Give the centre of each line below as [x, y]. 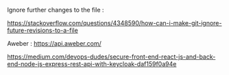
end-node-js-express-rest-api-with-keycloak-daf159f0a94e [92, 64]
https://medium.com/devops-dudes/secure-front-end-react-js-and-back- [111, 57]
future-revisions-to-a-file [43, 30]
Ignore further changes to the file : [56, 10]
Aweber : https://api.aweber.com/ [54, 43]
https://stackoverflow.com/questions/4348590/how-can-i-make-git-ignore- [114, 23]
